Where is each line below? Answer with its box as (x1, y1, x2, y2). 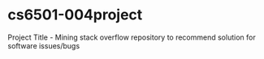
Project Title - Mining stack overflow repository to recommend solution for (7, 32, 257, 42)
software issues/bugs (7, 40, 80, 50)
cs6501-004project (7, 6, 143, 24)
